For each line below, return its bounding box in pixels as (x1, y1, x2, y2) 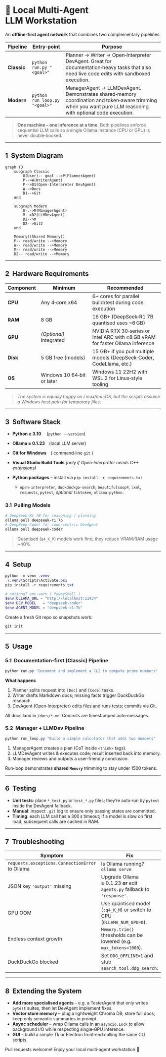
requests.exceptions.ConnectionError (7, 861, 96, 866)
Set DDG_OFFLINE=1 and (101, 952, 153, 959)
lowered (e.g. (101, 938, 132, 945)
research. (12, 697, 32, 703)
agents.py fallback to (101, 886, 150, 893)
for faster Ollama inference (92, 340, 155, 347)
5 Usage (5, 642, 33, 651)
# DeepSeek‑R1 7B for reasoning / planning (5, 513, 96, 518)
